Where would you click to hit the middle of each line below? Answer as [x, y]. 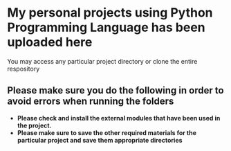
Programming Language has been [106, 27]
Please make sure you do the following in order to [115, 90]
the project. [34, 125]
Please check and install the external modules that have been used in [119, 118]
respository [24, 69]
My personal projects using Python [110, 13]
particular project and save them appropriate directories [100, 140]
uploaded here [50, 42]
